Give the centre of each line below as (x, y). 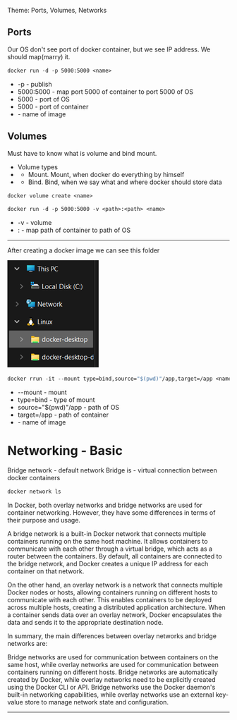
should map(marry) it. (39, 56)
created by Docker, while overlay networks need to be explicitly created (111, 679)
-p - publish (35, 84)
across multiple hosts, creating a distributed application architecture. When (116, 607)
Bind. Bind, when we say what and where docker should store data (125, 182)
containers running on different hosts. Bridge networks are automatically (113, 672)
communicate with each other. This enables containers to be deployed (110, 599)
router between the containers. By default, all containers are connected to (115, 556)
